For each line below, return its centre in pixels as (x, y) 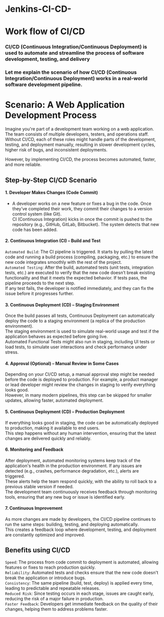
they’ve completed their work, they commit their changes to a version (82, 209)
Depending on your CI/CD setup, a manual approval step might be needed (80, 374)
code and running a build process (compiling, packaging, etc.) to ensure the (82, 257)
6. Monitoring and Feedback (34, 449)
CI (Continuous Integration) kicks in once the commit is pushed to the (82, 219)
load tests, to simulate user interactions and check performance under (76, 347)
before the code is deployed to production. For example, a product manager (82, 380)
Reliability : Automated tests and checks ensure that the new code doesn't (82, 572)
